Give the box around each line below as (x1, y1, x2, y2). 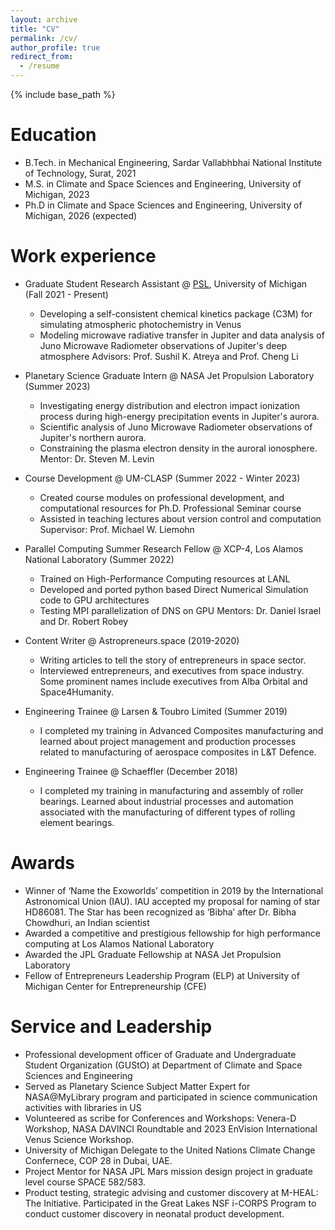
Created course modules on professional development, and (39, 491, 285, 503)
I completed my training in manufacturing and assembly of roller (39, 784, 304, 796)
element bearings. (39, 816, 115, 828)
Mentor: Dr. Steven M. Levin (39, 452, 155, 465)
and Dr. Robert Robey (39, 615, 129, 627)
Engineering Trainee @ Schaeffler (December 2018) (24, 765, 238, 777)
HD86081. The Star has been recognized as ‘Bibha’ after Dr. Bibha (24, 906, 297, 918)
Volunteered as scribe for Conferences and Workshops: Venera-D (24, 1112, 297, 1124)
